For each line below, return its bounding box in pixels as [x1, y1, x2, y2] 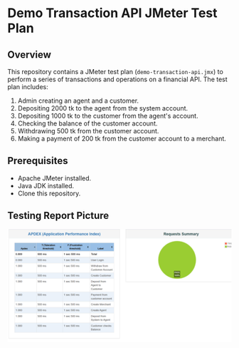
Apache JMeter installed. [17, 173, 92, 183]
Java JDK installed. [17, 181, 75, 190]
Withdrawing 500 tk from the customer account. [17, 127, 159, 135]
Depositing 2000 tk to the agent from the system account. [17, 104, 188, 112]
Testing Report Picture [7, 210, 110, 222]
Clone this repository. [17, 189, 81, 198]
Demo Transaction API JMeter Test [7, 5, 218, 21]
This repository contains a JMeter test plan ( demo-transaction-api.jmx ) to [7, 68, 224, 76]
